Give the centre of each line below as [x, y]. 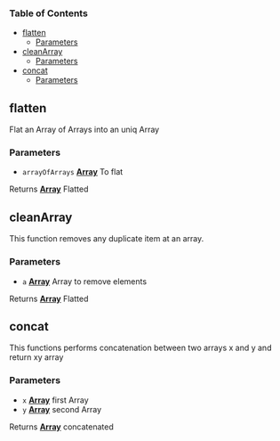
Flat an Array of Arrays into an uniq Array [84, 130]
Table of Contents [49, 13]
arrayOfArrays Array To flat [72, 172]
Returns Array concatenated [61, 427]
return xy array [36, 357]
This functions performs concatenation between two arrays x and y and [140, 348]
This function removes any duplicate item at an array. [107, 239]
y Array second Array [62, 409]
